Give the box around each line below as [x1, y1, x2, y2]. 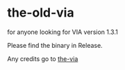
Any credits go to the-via [7, 54, 78, 63]
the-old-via [7, 5, 74, 21]
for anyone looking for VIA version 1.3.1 [7, 28, 118, 36]
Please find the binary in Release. [7, 41, 103, 49]
